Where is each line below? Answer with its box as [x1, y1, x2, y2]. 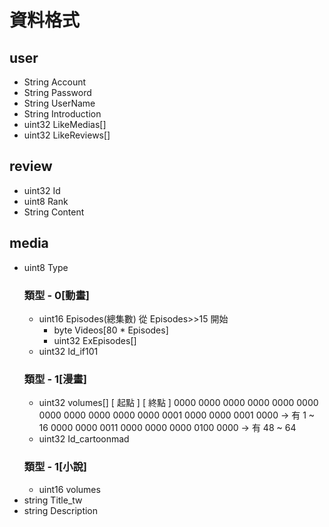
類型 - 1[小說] [23, 460, 88, 474]
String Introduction [23, 108, 102, 120]
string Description [23, 504, 99, 516]
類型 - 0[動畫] [23, 288, 90, 302]
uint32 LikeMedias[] [23, 119, 107, 130]
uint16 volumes [38, 483, 101, 495]
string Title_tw [23, 494, 83, 506]
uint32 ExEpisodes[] [53, 334, 137, 346]
